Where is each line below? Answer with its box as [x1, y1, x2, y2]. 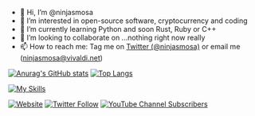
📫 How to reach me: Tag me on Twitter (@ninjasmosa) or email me [19, 42, 241, 51]
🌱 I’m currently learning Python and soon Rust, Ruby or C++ [19, 25, 217, 33]
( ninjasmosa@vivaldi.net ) [19, 53, 104, 63]
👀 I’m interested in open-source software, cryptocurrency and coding [19, 16, 248, 25]
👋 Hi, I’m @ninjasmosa [19, 8, 94, 17]
